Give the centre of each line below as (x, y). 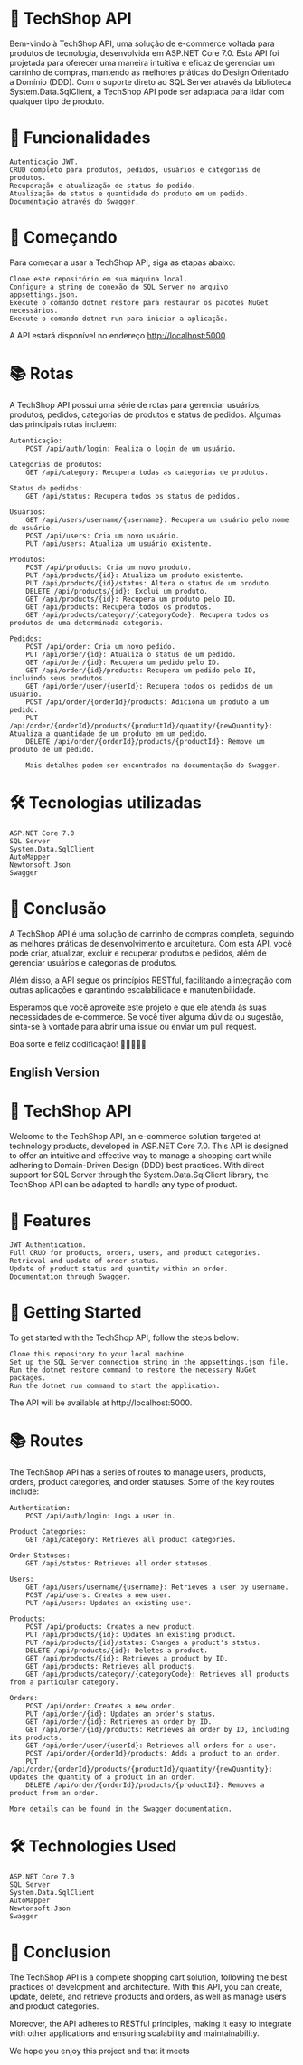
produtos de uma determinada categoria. (87, 623)
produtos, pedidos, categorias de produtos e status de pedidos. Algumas (146, 414)
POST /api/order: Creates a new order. (101, 1706)
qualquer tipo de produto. (57, 101)
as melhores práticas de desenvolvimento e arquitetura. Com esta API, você (151, 943)
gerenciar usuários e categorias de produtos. (94, 962)
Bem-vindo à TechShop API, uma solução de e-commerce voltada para (142, 43)
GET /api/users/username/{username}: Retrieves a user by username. (157, 1587)
